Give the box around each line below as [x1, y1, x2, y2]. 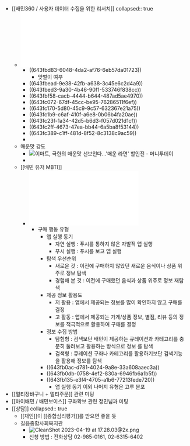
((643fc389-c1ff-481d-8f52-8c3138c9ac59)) [29, 130, 137, 136]
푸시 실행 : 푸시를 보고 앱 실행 [55, 248, 122, 254]
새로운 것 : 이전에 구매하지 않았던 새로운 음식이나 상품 [55, 262, 177, 269]
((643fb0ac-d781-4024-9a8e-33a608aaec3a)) [46, 364, 160, 371]
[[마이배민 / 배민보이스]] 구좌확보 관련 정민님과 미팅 [11, 398, 129, 404]
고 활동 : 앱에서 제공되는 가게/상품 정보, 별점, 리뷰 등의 [55, 313, 178, 320]
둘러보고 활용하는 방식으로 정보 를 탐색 [66, 343, 153, 350]
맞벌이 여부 [37, 74, 63, 80]
